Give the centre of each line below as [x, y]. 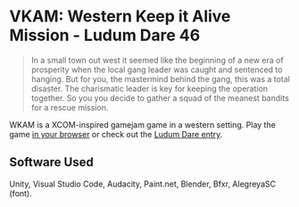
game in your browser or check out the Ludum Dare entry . [116, 134]
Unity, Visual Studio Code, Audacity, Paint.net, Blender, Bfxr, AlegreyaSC [143, 184]
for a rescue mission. [70, 107]
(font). [21, 193]
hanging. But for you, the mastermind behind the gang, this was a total [160, 79]
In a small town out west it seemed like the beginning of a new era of [157, 60]
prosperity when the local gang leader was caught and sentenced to [157, 70]
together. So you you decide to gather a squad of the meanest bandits [160, 98]
